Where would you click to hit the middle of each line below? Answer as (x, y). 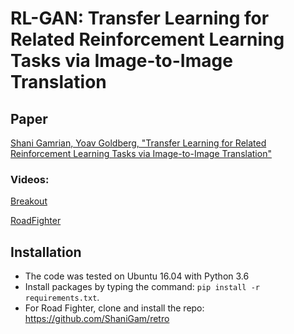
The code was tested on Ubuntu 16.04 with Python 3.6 (137, 276)
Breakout (29, 201)
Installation (46, 252)
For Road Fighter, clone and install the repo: (114, 308)
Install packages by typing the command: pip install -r (142, 287)
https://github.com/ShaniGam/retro (97, 319)
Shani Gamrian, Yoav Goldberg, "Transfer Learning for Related (138, 143)
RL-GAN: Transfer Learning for (140, 18)
